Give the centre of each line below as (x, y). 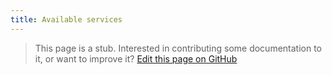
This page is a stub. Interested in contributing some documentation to (178, 48)
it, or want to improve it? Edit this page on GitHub (136, 58)
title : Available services (66, 19)
